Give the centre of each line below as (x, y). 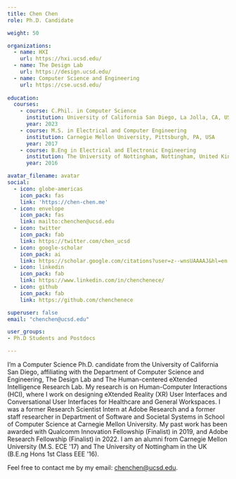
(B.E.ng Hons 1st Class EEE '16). (53, 454)
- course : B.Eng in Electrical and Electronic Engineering (108, 150)
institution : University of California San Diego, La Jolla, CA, (123, 118)
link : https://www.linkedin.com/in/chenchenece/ (92, 281)
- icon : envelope (39, 209)
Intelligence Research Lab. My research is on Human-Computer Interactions (117, 387)
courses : (26, 105)
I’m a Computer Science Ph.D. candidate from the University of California (113, 365)
